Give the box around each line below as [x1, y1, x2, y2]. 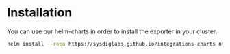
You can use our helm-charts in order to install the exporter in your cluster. [7, 27, 218, 36]
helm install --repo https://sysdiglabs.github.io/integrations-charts [7, 40, 216, 47]
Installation [7, 5, 73, 21]
